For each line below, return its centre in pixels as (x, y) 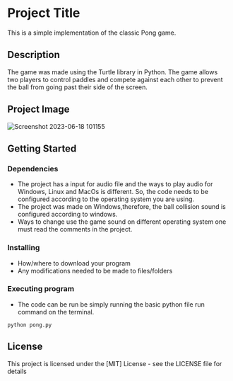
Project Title (44, 13)
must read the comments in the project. (75, 229)
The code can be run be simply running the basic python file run (111, 304)
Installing (24, 248)
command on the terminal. (56, 312)
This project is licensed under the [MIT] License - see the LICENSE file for (115, 363)
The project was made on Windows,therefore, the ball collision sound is (121, 207)
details (17, 371)
